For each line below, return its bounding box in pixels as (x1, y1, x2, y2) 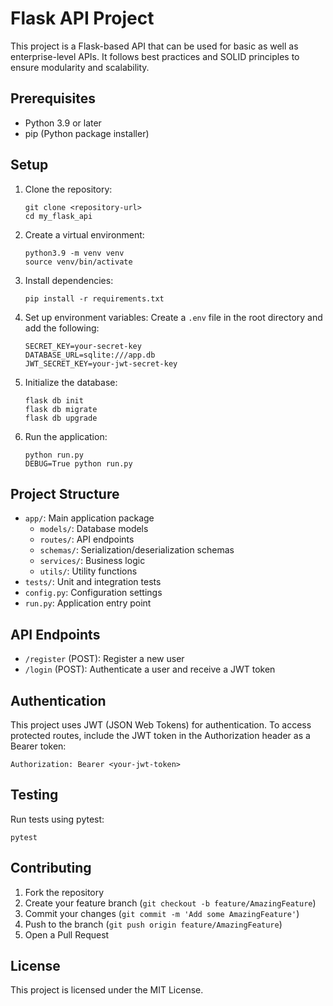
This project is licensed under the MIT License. (10, 984, 204, 996)
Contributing (10, 860, 92, 877)
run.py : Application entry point (24, 597, 152, 609)
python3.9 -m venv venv (24, 248, 125, 258)
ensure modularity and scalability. (10, 61, 150, 73)
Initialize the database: (24, 376, 118, 388)
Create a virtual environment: (24, 228, 145, 241)
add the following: (24, 322, 100, 334)
